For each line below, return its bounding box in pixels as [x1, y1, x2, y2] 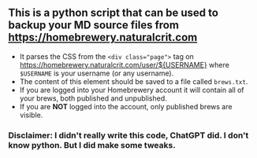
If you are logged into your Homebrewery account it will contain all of [19, 85, 244, 94]
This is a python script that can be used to [8, 6, 219, 20]
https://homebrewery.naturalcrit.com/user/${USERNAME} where [19, 60, 230, 69]
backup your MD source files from [8, 19, 180, 32]
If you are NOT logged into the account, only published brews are [19, 101, 233, 111]
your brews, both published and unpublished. [19, 94, 167, 103]
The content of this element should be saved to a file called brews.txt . [19, 76, 248, 86]
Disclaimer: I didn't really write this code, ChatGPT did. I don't [8, 130, 249, 141]
